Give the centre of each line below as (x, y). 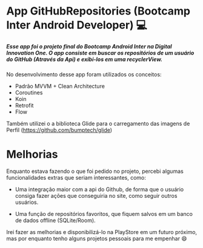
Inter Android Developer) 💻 (77, 25)
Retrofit (24, 106)
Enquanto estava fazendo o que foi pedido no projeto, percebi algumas (95, 171)
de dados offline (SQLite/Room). (55, 220)
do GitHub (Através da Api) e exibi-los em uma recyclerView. (84, 59)
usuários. (27, 202)
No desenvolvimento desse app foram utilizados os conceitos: (84, 74)
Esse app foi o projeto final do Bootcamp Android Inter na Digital (89, 46)
